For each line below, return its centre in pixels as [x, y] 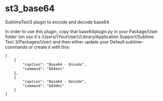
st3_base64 [30, 9]
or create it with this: [49, 47]
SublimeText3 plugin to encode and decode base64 [57, 22]
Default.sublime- [127, 41]
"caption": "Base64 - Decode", [55, 81]
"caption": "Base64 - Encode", [55, 64]
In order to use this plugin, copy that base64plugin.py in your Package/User [81, 31]
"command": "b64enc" [44, 69]
